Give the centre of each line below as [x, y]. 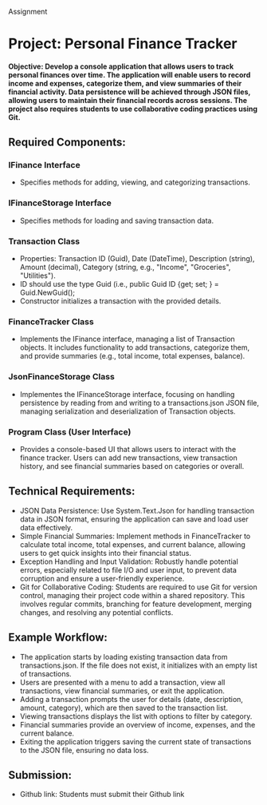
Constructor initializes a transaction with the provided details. [120, 301]
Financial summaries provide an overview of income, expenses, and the [137, 724]
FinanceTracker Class [51, 321]
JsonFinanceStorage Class [62, 377]
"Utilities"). [37, 276]
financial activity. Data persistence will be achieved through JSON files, [130, 92]
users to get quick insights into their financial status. [105, 553]
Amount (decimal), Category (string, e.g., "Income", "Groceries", [125, 268]
